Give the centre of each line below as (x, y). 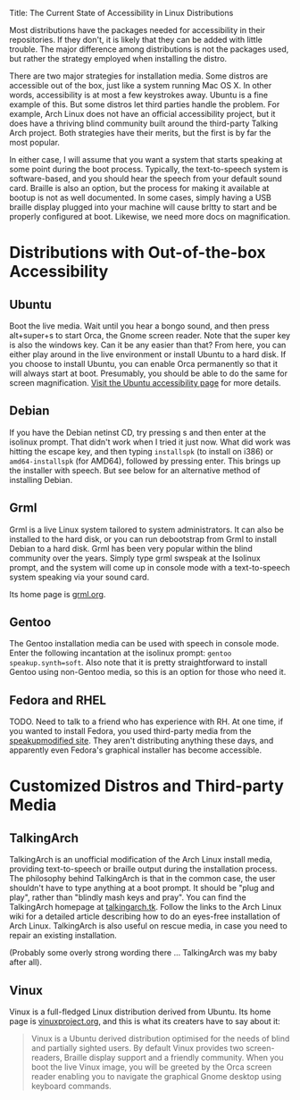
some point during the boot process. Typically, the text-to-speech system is (149, 169)
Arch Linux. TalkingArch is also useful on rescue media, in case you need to (148, 926)
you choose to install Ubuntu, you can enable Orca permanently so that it (144, 364)
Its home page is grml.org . (58, 594)
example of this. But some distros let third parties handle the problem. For (145, 104)
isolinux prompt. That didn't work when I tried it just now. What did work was (150, 442)
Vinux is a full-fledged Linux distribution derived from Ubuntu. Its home (140, 1012)
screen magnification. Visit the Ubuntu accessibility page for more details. (145, 383)
